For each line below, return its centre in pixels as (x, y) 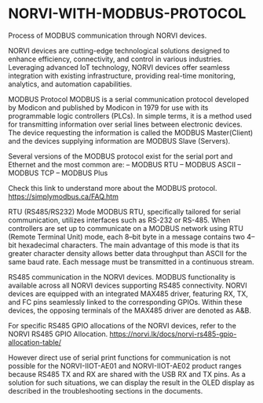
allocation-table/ (35, 342)
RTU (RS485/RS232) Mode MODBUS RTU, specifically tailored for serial (124, 211)
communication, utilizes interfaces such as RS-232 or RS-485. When (119, 220)
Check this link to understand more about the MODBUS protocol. (113, 188)
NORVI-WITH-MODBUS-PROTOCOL (127, 14)
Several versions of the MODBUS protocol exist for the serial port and (121, 156)
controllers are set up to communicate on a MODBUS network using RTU (126, 228)
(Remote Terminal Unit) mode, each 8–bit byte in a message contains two (127, 236)
